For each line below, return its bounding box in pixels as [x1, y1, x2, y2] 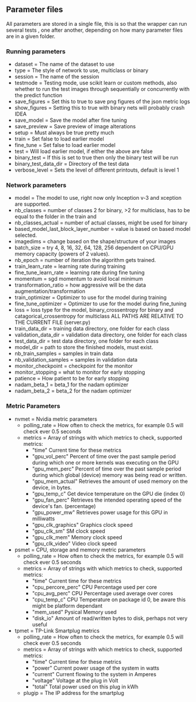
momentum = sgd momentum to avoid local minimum [14, 275, 143, 282]
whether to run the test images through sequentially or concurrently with [14, 86, 190, 93]
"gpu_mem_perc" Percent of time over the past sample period [32, 465, 181, 472]
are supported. [14, 200, 51, 207]
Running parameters [6, 47, 66, 55]
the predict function [14, 92, 63, 99]
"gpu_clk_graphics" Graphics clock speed [32, 521, 133, 528]
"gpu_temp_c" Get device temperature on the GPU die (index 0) [32, 490, 185, 497]
